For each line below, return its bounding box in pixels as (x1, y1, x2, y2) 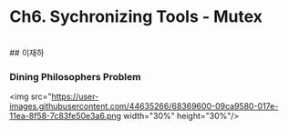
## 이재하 (9, 47, 45, 58)
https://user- (51, 91, 99, 102)
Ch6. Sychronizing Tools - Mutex (9, 6, 262, 27)
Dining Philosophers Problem (9, 70, 141, 83)
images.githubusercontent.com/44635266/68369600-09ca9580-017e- (9, 101, 279, 112)
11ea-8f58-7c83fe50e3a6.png (9, 111, 121, 122)
